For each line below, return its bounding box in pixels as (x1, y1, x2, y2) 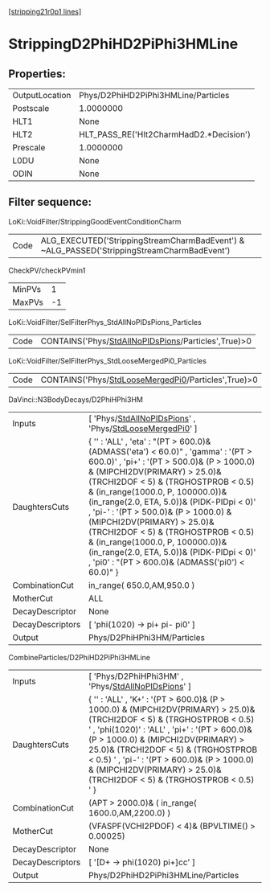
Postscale (12, 103, 50, 113)
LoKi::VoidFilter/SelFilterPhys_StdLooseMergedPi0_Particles (8, 355, 207, 365)
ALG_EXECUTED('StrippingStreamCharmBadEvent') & (40, 235, 245, 246)
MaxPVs (12, 297, 44, 308)
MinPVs (12, 283, 42, 294)
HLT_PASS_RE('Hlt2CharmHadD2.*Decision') (79, 129, 252, 140)
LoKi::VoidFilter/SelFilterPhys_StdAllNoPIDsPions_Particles (8, 317, 202, 326)
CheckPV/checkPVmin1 (8, 265, 86, 275)
